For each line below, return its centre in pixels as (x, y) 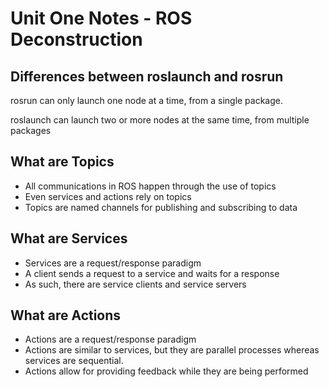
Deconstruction (76, 39)
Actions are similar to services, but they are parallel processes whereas (172, 350)
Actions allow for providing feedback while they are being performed (166, 371)
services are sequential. (74, 361)
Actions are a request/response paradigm (110, 339)
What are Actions (66, 315)
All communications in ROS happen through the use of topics (150, 186)
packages (31, 130)
